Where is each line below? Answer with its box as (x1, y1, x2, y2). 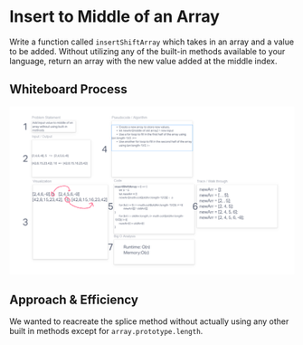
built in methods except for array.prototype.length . (9, 326, 204, 337)
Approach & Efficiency (9, 292, 138, 307)
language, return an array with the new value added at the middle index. (9, 55, 278, 66)
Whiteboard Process (9, 81, 128, 97)
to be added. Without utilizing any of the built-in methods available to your (9, 45, 286, 56)
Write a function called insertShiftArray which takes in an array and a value (9, 36, 295, 47)
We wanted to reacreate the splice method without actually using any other (9, 316, 289, 327)
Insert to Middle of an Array (9, 6, 220, 27)
